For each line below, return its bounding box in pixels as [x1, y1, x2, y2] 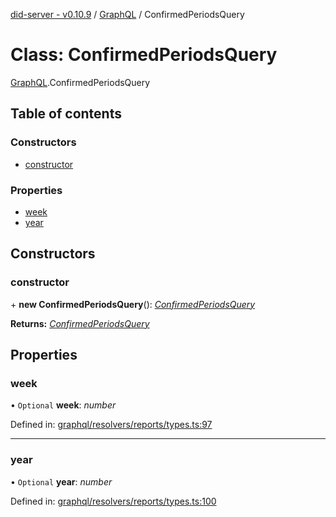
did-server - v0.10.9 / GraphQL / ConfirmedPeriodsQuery [10, 9, 245, 20]
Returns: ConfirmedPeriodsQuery [10, 317, 150, 329]
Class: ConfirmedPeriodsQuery [10, 44, 278, 66]
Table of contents [10, 105, 122, 123]
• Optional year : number [10, 475, 113, 488]
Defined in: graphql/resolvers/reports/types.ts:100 [10, 495, 217, 507]
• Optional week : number [10, 399, 117, 411]
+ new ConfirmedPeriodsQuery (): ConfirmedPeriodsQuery [10, 298, 256, 310]
